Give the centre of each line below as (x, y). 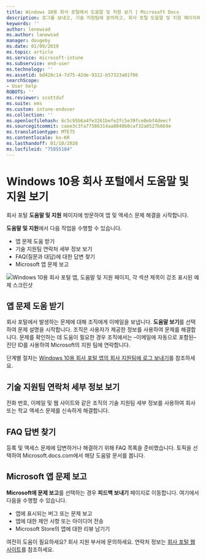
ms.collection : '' (30, 115)
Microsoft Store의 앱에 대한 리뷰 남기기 (63, 528)
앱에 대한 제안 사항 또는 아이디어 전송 (59, 521)
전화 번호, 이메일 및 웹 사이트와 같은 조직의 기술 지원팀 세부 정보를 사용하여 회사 (101, 403)
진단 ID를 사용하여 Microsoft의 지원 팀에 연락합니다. (68, 345)
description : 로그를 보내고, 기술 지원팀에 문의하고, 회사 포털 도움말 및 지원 (94, 18)
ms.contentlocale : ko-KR (38, 138)
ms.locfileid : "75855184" (39, 149)
